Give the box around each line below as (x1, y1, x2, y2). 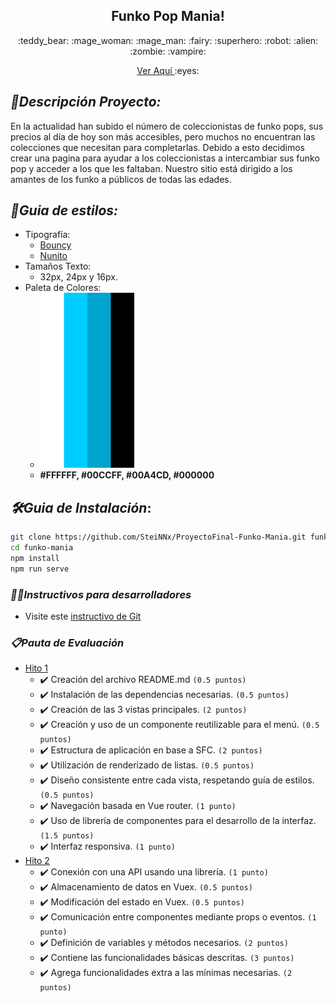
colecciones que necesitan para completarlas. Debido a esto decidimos (10, 141, 305, 153)
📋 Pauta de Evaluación (10, 635, 125, 649)
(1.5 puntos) (39, 831, 95, 841)
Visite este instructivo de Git (24, 610, 142, 623)
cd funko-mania (10, 543, 74, 553)
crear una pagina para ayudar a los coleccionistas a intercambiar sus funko (10, 152, 320, 164)
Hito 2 (24, 855, 50, 867)
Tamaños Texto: (24, 260, 92, 273)
